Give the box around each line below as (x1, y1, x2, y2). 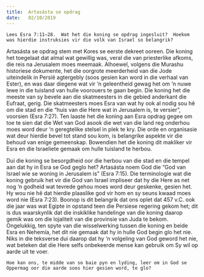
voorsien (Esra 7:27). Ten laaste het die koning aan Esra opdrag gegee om (6, 113, 192, 120)
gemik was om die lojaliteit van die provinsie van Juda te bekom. (6, 215, 169, 223)
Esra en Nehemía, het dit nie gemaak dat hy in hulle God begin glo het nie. (6, 228, 192, 235)
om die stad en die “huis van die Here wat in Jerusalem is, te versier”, (6, 106, 181, 113)
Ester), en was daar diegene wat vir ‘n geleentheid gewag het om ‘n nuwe (6, 80, 192, 87)
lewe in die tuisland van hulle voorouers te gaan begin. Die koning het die (6, 86, 191, 94)
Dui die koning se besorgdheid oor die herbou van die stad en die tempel (6, 157, 190, 164)
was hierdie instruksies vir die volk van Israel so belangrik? (6, 37, 173, 43)
